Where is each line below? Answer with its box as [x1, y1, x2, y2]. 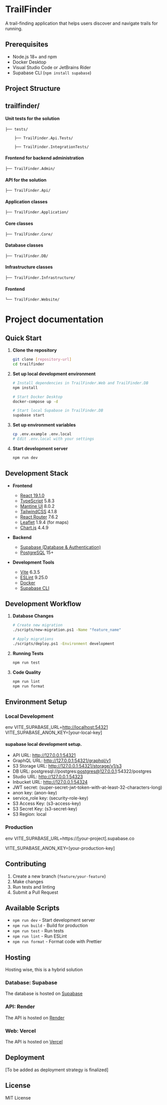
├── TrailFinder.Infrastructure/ [5, 275, 76, 280]
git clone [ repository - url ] [12, 357, 72, 362]
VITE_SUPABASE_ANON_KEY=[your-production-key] [5, 845, 115, 851]
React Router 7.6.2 [20, 513, 59, 520]
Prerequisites [5, 40, 48, 49]
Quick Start [5, 334, 42, 342]
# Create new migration [12, 623, 63, 628]
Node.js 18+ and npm [12, 53, 57, 60]
